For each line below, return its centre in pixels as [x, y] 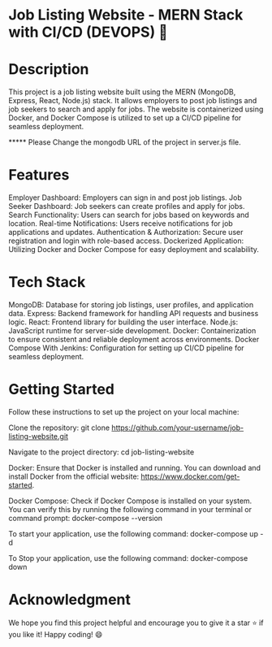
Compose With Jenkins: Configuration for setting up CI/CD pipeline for [127, 348]
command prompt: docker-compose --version [86, 518]
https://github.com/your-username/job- [178, 428]
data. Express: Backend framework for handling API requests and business [134, 313]
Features [39, 175]
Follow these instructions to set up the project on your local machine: [124, 411]
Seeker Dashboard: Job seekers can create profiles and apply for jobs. [127, 206]
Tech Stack [47, 282]
